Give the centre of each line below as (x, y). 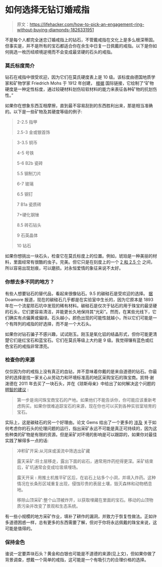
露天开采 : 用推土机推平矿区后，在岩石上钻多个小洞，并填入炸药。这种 (86, 477)
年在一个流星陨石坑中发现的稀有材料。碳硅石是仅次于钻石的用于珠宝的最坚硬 (81, 306)
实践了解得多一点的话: (27, 440)
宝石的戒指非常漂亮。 (30, 346)
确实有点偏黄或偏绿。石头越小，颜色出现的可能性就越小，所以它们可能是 (81, 318)
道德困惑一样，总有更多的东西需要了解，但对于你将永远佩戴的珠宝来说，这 (83, 522)
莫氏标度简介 (20, 65)
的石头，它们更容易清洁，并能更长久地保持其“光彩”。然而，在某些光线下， (79, 311)
